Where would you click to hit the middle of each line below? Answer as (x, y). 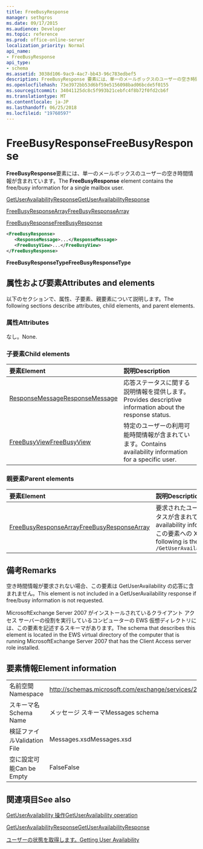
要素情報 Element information (61, 668)
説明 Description (147, 371)
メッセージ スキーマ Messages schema (104, 713)
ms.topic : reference (32, 34)
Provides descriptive (153, 400)
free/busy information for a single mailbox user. (65, 188)
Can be (26, 769)
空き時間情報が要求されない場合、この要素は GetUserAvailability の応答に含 (100, 586)
